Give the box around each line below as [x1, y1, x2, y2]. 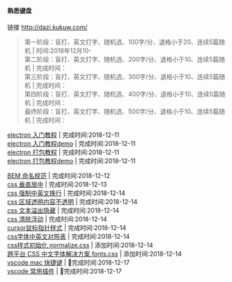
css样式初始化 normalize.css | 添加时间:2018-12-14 [7, 241, 153, 249]
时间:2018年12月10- [36, 47, 92, 55]
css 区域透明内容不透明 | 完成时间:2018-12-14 [7, 198, 138, 206]
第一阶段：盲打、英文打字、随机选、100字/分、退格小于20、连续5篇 [24, 38, 219, 47]
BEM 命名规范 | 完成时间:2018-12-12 [7, 172, 110, 180]
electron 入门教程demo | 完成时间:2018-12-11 [7, 140, 136, 148]
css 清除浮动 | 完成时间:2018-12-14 [7, 215, 107, 224]
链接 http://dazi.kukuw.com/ [7, 23, 88, 31]
